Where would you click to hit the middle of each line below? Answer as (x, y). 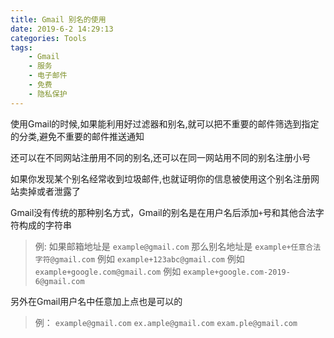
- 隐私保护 (48, 94)
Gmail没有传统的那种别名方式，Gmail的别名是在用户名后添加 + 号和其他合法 (163, 212)
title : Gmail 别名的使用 (58, 19)
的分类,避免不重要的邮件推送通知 (77, 136)
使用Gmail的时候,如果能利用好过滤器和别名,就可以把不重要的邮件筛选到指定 (165, 123)
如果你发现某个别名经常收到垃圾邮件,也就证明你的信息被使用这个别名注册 (161, 178)
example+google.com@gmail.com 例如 (108, 271)
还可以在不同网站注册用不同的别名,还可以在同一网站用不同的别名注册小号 (161, 157)
